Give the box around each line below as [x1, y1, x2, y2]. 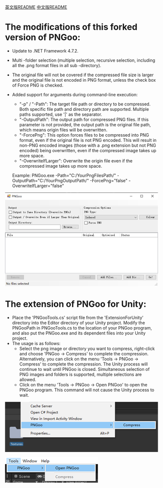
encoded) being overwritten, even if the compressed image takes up [19, 147, 157, 153]
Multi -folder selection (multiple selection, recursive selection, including [12, 57, 155, 63]
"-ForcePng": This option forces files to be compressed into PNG [19, 132, 149, 138]
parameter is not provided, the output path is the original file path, [19, 122, 151, 127]
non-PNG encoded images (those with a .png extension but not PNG [19, 142, 156, 148]
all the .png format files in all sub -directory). [12, 62, 101, 68]
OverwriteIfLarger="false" [12, 183, 65, 189]
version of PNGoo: [5, 32, 81, 43]
